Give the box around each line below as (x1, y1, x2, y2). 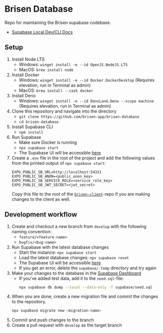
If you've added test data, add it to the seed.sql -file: (19, 275, 124, 281)
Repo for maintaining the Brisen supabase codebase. (4, 20, 111, 25)
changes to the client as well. (11, 196, 71, 202)
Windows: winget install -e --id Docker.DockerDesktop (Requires (19, 77, 155, 83)
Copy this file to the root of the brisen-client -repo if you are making (11, 191, 150, 197)
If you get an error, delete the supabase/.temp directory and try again (19, 265, 157, 271)
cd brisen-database (19, 119, 59, 124)
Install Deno (11, 92, 36, 98)
